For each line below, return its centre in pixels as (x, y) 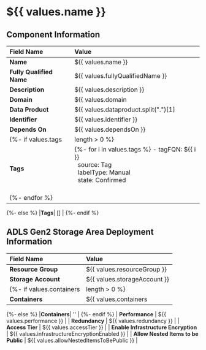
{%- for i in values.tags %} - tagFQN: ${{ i (135, 149)
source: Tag (95, 165)
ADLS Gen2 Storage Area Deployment (80, 232)
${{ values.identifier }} (106, 120)
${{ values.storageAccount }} (128, 279)
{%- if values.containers (45, 289)
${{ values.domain (101, 100)
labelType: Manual (104, 172)
